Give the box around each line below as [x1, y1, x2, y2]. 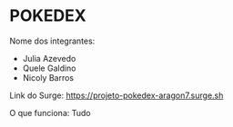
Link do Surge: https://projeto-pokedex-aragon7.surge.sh [9, 90, 224, 101]
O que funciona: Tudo [9, 107, 91, 118]
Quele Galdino [22, 63, 76, 73]
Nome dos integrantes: [9, 35, 96, 46]
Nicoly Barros [22, 72, 75, 83]
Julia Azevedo [22, 53, 76, 63]
